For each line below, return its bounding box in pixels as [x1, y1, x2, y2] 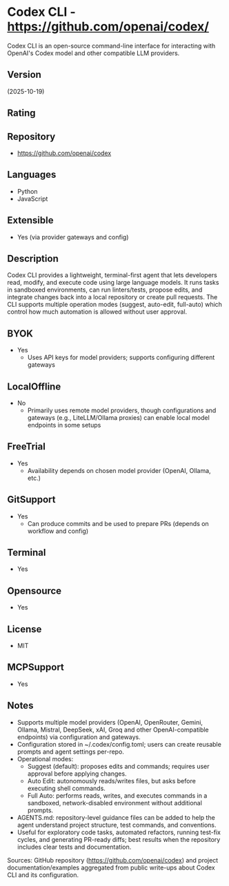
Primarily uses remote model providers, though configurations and [27, 406, 217, 414]
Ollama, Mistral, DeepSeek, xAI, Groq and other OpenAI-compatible [17, 725, 209, 734]
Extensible [7, 214, 54, 226]
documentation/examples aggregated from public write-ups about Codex [7, 863, 215, 872]
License [7, 623, 42, 635]
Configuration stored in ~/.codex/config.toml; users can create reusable [17, 740, 222, 748]
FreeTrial [7, 441, 46, 452]
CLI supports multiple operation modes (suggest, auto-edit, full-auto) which [7, 301, 223, 309]
